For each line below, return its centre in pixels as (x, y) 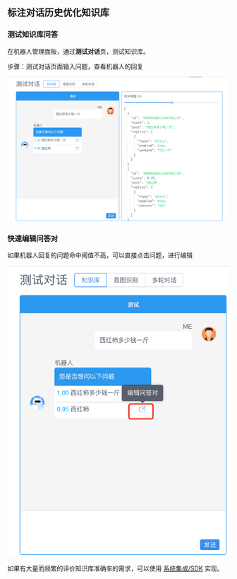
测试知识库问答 (33, 35)
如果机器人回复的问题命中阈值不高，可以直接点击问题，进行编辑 (100, 255)
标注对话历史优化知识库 (58, 13)
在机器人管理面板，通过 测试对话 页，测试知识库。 (78, 51)
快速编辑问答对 (33, 238)
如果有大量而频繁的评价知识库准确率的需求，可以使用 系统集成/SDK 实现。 (115, 568)
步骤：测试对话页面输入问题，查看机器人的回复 (75, 66)
